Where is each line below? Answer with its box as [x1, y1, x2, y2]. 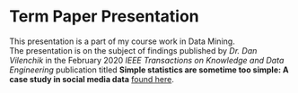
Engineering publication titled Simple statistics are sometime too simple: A [9, 64, 289, 75]
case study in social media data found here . [9, 73, 175, 84]
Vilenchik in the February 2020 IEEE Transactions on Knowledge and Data [9, 55, 285, 65]
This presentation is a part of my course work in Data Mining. [9, 36, 235, 46]
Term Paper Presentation [9, 6, 199, 27]
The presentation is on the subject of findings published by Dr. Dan [9, 45, 258, 55]
